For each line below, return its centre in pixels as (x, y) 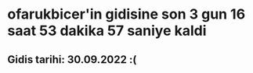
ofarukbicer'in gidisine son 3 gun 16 (127, 14)
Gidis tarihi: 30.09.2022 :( (72, 59)
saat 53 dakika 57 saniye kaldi (107, 31)
